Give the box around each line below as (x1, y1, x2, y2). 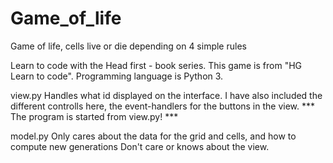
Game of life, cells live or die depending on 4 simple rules (10, 40, 247, 52)
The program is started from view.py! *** (10, 110, 179, 122)
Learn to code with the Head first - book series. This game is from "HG (10, 59, 303, 71)
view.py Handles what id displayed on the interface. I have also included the (10, 89, 323, 101)
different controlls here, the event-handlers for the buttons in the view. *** (10, 100, 316, 112)
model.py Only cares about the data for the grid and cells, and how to (10, 130, 297, 142)
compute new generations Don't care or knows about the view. (10, 140, 270, 152)
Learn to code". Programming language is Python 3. (10, 70, 224, 82)
